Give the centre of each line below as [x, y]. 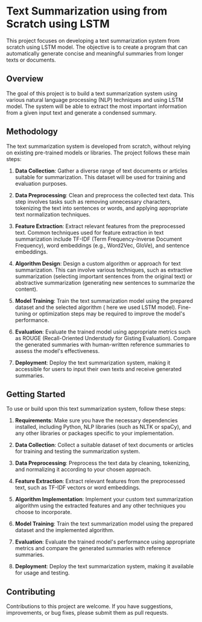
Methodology [32, 132]
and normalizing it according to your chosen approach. [83, 469]
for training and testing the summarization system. [77, 451]
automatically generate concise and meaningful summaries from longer [95, 53]
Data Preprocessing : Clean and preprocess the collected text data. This [105, 195]
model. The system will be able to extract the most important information [96, 106]
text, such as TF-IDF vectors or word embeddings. [77, 487]
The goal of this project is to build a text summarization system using [92, 93]
